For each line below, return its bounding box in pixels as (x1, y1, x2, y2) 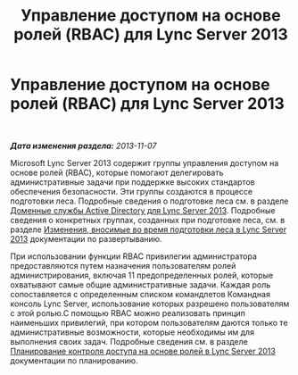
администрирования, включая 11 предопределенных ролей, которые (10, 270, 274, 280)
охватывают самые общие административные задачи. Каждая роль (10, 279, 271, 290)
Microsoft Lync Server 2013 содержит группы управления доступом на (10, 157, 279, 168)
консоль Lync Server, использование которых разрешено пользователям (10, 298, 290, 309)
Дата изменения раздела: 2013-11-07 (10, 140, 157, 151)
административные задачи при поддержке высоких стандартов (10, 176, 255, 187)
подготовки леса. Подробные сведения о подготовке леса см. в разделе (10, 196, 289, 206)
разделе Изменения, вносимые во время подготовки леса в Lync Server (10, 224, 287, 235)
